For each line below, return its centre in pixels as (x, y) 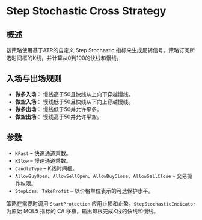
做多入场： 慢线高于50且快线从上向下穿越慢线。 (74, 94)
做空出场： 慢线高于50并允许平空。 (58, 117)
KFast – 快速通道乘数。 (43, 153)
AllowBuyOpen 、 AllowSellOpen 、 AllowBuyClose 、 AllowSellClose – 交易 (101, 176)
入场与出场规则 (34, 78)
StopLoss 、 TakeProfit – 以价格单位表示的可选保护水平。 (84, 191)
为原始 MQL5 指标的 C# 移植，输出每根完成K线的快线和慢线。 (83, 211)
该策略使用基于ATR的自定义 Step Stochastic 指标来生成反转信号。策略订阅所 (101, 50)
